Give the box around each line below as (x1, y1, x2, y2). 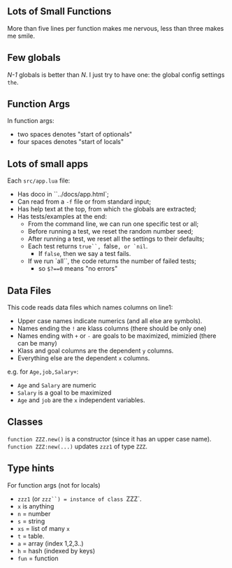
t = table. (17, 532, 45, 540)
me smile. (7, 31, 35, 40)
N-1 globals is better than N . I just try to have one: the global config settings (7, 70, 225, 79)
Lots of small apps (7, 157, 89, 170)
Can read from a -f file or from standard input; (17, 197, 152, 206)
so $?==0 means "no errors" (38, 264, 118, 273)
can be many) (17, 339, 57, 348)
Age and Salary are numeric (17, 381, 96, 390)
